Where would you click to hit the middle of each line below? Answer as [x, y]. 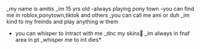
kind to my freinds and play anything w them [62, 21]
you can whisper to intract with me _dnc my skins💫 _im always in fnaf [102, 33]
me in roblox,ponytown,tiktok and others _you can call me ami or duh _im [98, 15]
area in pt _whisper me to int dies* [58, 40]
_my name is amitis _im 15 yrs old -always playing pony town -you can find [100, 9]
